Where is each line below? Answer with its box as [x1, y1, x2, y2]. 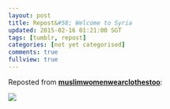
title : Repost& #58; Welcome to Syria [8, 19, 133, 27]
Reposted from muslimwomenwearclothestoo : [8, 77, 163, 87]
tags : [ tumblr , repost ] [8, 33, 87, 42]
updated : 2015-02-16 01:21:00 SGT [8, 26, 123, 34]
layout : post [8, 11, 51, 20]
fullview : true [8, 56, 59, 64]
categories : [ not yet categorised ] [8, 41, 126, 49]
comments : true [8, 48, 59, 56]
